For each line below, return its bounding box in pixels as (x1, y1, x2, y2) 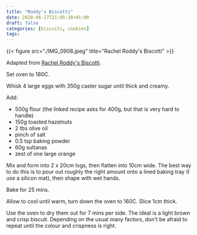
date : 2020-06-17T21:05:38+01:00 (6, 14, 90, 20)
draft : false (6, 20, 39, 26)
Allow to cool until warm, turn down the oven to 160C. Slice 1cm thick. (6, 198, 177, 205)
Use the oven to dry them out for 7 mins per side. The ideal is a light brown (6, 209, 190, 216)
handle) (14, 112, 34, 119)
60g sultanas (14, 144, 48, 151)
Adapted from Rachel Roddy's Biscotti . (6, 59, 101, 67)
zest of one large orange (14, 150, 76, 158)
